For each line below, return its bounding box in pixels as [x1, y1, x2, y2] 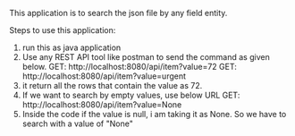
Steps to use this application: [9, 25, 116, 35]
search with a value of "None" [21, 118, 134, 129]
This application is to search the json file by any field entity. [9, 8, 228, 18]
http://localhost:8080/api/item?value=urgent [21, 71, 186, 81]
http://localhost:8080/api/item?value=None [21, 99, 182, 110]
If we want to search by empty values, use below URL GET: [21, 89, 240, 100]
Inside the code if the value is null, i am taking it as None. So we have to [21, 109, 287, 119]
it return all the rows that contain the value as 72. [21, 81, 203, 90]
